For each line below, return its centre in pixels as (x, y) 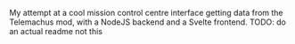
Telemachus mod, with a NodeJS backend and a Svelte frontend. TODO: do (148, 22)
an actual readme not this (56, 31)
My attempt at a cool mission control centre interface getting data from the (146, 13)
